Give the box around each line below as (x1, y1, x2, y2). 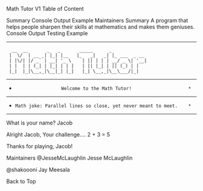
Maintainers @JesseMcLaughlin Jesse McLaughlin (6, 154, 133, 161)
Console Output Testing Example (6, 30, 88, 37)
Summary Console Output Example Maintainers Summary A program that (6, 17, 188, 24)
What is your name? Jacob (6, 119, 73, 126)
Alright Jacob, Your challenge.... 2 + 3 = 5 (6, 131, 111, 138)
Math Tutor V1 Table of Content (6, 5, 84, 12)
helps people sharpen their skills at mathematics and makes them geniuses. (6, 24, 195, 30)
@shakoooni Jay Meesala (6, 166, 71, 173)
